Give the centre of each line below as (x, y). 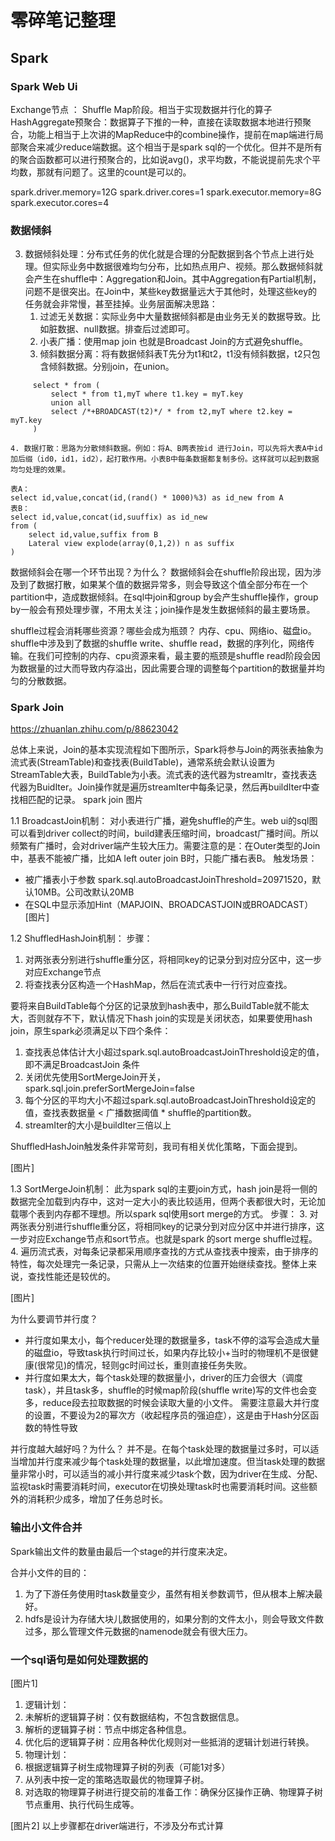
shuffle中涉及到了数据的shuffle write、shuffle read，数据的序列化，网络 (158, 643)
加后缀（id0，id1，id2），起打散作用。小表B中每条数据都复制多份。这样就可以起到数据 (165, 459)
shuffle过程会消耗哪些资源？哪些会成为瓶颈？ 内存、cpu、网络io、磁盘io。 (163, 631)
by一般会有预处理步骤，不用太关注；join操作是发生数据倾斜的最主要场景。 (163, 610)
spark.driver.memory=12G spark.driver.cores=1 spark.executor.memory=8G (166, 192)
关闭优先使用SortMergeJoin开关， (95, 1077)
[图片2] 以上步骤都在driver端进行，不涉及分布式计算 (117, 1826)
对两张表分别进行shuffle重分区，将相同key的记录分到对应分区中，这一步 (173, 960)
